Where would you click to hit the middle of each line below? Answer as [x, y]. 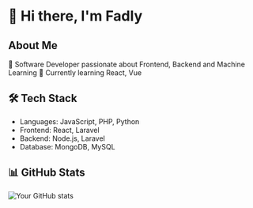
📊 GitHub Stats [47, 173]
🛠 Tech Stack [43, 98]
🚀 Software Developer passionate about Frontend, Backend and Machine [126, 64]
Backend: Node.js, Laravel [62, 138]
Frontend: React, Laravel [60, 130]
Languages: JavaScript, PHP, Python [79, 121]
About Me [33, 45]
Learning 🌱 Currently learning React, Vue [75, 73]
